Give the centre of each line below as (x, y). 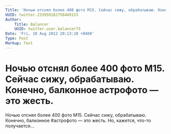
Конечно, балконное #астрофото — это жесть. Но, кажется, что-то (78, 120)
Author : (13, 19)
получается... (20, 126)
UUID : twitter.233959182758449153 (42, 15)
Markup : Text (19, 43)
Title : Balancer (32, 24)
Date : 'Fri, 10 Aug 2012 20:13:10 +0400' (50, 34)
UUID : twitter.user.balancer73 (48, 29)
